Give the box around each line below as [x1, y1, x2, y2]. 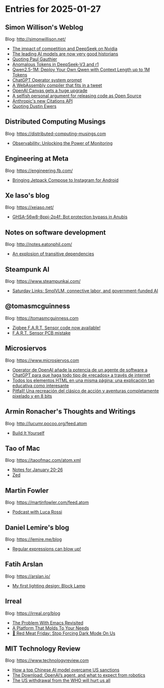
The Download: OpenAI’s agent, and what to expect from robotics [12, 672, 145, 678]
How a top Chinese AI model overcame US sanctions [12, 667, 120, 673]
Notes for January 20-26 [12, 467, 63, 473]
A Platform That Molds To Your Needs [12, 625, 90, 631]
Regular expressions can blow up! [12, 546, 81, 551]
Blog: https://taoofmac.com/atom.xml [5, 457, 81, 463]
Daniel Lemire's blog [5, 523, 69, 532]
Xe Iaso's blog [5, 191, 50, 200]
